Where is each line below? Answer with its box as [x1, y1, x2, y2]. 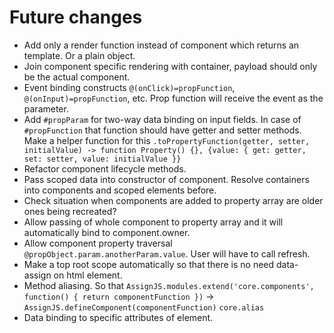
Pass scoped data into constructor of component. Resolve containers [23, 173, 310, 185]
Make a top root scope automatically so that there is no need [23, 258, 275, 270]
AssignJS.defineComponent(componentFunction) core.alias [23, 302, 265, 313]
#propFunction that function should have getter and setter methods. [23, 124, 302, 136]
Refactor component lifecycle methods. [23, 162, 187, 175]
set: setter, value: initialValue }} [23, 154, 182, 164]
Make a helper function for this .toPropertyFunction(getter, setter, [23, 134, 311, 146]
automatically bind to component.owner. [23, 226, 191, 238]
